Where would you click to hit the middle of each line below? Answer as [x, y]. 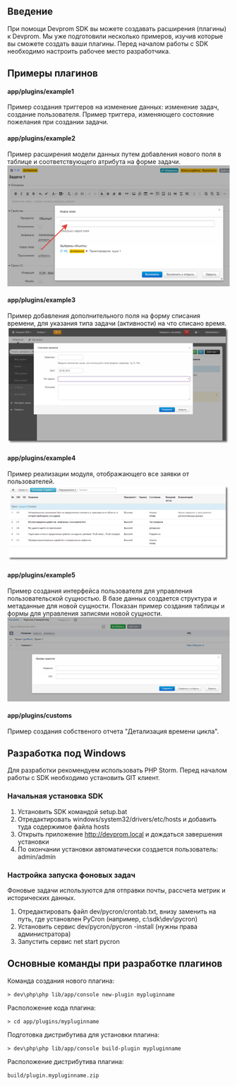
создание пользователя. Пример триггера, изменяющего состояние [111, 114]
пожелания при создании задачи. [58, 122]
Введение [30, 12]
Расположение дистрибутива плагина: [66, 1061]
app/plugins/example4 [42, 458]
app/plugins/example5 [41, 575]
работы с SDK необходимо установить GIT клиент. [84, 778]
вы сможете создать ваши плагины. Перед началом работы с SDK [108, 43]
